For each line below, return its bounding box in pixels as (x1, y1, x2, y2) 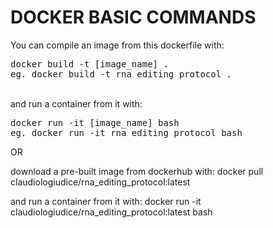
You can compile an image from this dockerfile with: (10, 39, 225, 51)
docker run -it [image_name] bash (10, 117, 180, 128)
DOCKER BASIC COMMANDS (10, 6, 257, 29)
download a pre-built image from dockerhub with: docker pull (10, 165, 264, 177)
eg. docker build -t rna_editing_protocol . (10, 68, 233, 80)
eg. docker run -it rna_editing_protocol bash (10, 127, 243, 138)
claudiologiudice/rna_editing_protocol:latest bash (10, 206, 213, 218)
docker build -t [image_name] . (10, 58, 169, 70)
